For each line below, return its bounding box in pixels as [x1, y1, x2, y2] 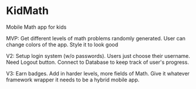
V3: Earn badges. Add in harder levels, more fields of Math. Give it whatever [6, 70, 190, 77]
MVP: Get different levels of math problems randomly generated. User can [6, 35, 186, 42]
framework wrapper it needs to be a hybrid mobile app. [6, 76, 140, 83]
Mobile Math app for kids [6, 23, 67, 30]
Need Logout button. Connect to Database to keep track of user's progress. [6, 59, 190, 66]
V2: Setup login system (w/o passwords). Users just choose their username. [6, 52, 191, 59]
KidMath [6, 4, 49, 18]
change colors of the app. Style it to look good [6, 41, 119, 48]
